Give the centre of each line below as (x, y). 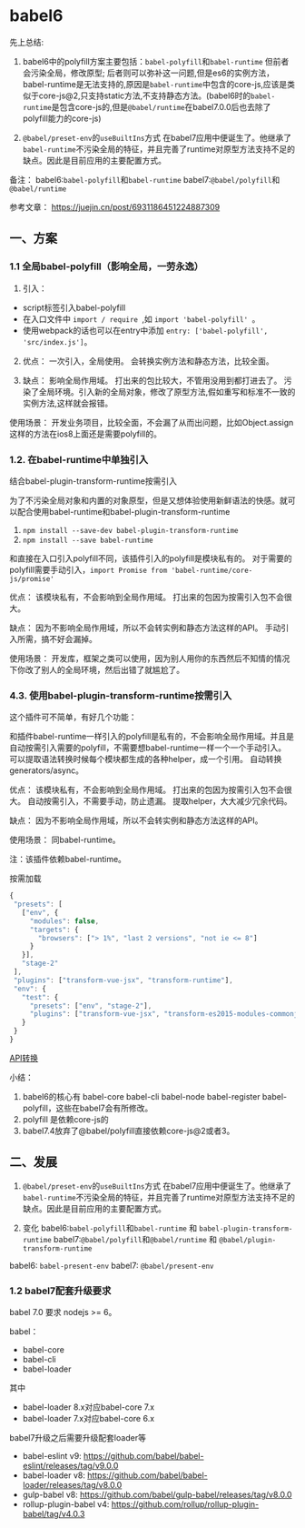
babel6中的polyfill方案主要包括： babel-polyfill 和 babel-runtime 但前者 (156, 61)
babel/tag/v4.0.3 (54, 1514)
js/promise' (32, 578)
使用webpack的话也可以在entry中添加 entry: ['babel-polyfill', (145, 330)
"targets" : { (54, 930)
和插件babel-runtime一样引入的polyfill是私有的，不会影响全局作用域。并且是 (152, 737)
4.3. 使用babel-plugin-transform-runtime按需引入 (121, 695)
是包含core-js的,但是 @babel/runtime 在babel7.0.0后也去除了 (161, 106)
